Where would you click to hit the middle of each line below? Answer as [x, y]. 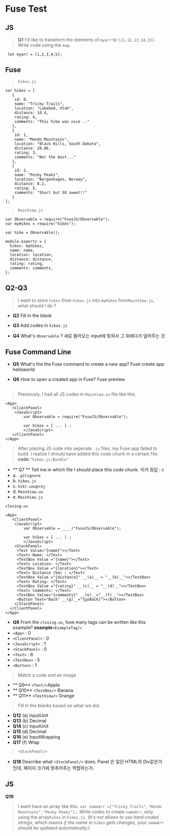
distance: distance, [31, 259]
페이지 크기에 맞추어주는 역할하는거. [59, 768]
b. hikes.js [24, 480]
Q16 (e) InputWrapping [36, 737]
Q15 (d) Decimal [29, 731]
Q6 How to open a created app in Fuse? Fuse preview [69, 379]
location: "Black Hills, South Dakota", [58, 144]
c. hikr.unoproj [29, 486]
